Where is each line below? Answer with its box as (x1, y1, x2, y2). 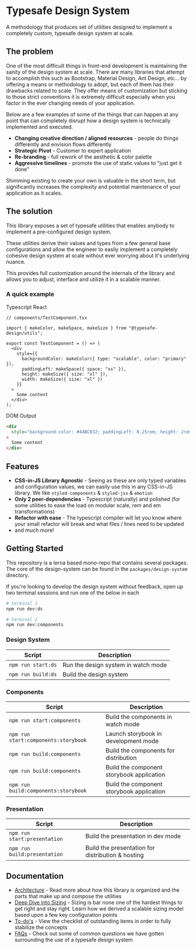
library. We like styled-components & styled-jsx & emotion (14, 490, 153, 497)
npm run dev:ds (6, 606, 43, 612)
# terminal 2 (6, 616, 38, 623)
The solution (6, 207, 53, 216)
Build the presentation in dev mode (85, 832, 181, 840)
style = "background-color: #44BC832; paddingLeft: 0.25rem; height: (11, 429, 179, 435)
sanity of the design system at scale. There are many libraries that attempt (6, 68, 185, 75)
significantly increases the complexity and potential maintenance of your (6, 183, 181, 190)
